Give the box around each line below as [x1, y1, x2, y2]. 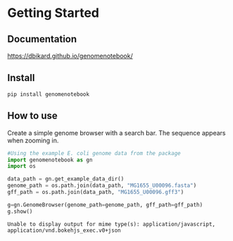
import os [7, 163, 37, 170]
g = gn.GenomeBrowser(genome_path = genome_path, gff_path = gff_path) [7, 201, 203, 209]
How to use [7, 110, 58, 122]
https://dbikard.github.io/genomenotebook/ [7, 51, 133, 60]
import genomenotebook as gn [7, 156, 93, 163]
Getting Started [7, 5, 100, 21]
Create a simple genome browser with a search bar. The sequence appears [7, 128, 226, 137]
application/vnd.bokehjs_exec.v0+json [7, 227, 121, 234]
